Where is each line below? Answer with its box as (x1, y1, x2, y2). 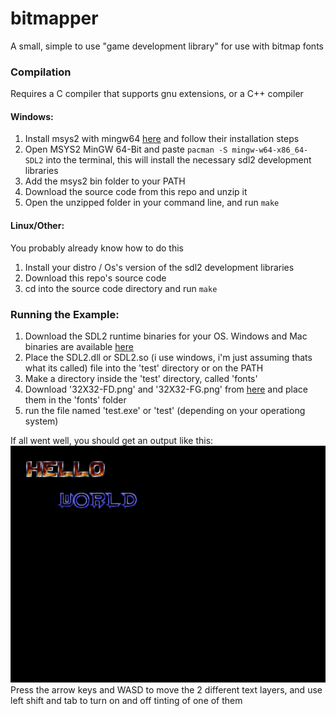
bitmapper (10, 7, 99, 30)
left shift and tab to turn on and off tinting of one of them (10, 694, 243, 706)
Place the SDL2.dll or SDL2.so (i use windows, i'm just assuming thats (24, 351, 313, 363)
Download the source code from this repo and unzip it (24, 186, 248, 198)
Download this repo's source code (24, 272, 167, 284)
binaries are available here (24, 340, 134, 352)
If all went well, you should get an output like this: (10, 434, 214, 446)
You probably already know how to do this (10, 242, 184, 254)
